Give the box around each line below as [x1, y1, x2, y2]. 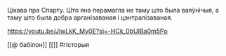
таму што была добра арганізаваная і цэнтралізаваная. [7, 13, 173, 22]
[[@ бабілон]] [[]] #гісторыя [7, 41, 90, 48]
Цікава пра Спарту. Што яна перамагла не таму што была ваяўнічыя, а [7, 6, 220, 14]
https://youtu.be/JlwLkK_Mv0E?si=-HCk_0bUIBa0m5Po [7, 27, 168, 35]
